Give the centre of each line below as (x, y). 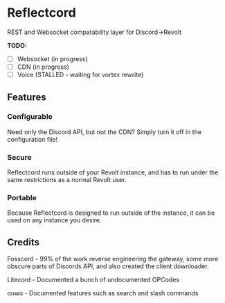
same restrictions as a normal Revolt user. (67, 180)
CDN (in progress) (43, 67)
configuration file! (32, 139)
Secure (20, 157)
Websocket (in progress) (52, 59)
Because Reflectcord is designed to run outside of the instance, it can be (111, 213)
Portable (22, 198)
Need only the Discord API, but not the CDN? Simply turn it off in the (105, 132)
